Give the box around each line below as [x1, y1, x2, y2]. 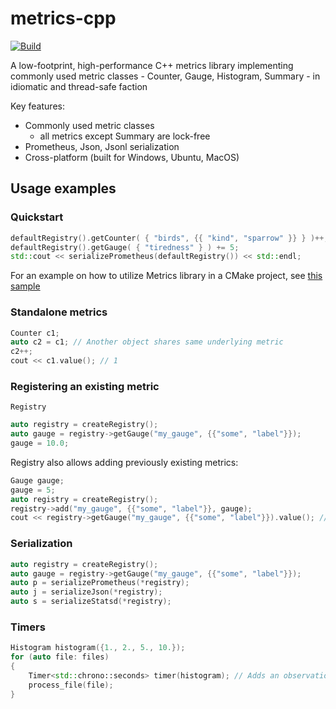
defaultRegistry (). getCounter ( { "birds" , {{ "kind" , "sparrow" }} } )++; [10, 233, 329, 243]
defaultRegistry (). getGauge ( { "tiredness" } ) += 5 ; [10, 242, 240, 252]
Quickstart [10, 210, 64, 224]
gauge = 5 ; [10, 485, 56, 495]
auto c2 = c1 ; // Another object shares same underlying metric [10, 337, 284, 347]
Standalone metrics [10, 305, 108, 319]
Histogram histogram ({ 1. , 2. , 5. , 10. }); [10, 643, 186, 653]
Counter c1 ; [10, 328, 60, 338]
